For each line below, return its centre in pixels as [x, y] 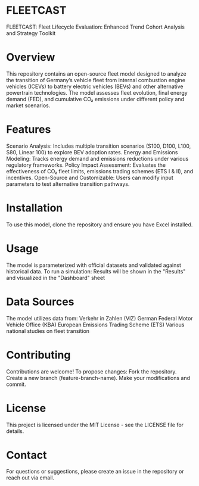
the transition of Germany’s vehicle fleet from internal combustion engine [96, 80]
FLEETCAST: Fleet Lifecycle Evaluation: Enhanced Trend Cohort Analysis [95, 27]
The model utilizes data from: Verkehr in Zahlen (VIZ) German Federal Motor [99, 318]
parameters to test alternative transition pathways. [68, 184]
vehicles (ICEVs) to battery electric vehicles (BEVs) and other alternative [95, 86]
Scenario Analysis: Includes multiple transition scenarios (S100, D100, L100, [99, 146]
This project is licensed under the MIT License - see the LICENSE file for [95, 425]
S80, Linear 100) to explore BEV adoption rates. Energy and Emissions [92, 152]
